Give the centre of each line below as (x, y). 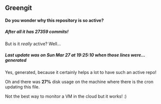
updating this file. (22, 87)
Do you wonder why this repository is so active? (55, 20)
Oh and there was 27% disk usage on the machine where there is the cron (79, 82)
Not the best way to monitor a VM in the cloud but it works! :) (66, 96)
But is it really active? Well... (33, 44)
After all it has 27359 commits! (37, 32)
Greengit (19, 8)
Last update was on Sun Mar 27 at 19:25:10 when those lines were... (75, 55)
